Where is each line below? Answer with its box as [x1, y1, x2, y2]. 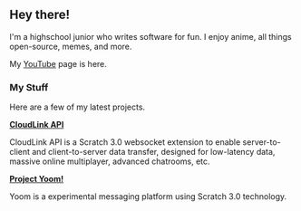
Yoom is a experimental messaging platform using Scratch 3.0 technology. [9, 191, 287, 202]
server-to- [242, 137, 281, 148]
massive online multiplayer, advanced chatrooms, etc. [9, 156, 210, 167]
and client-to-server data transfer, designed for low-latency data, [31, 147, 276, 158]
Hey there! [9, 7, 71, 23]
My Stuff [9, 81, 49, 93]
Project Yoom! [9, 174, 64, 185]
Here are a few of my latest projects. [9, 101, 146, 112]
